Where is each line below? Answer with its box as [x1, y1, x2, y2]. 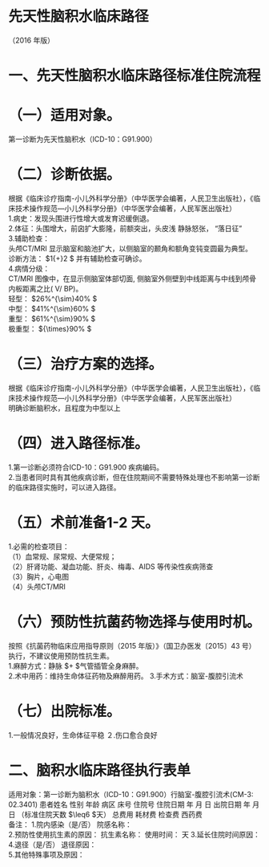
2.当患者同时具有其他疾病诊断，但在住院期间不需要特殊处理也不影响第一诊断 [8, 472, 260, 482]
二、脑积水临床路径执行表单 [8, 761, 191, 779]
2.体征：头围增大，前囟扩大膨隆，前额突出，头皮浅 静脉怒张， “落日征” [8, 224, 243, 233]
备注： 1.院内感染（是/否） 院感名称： [8, 820, 132, 829]
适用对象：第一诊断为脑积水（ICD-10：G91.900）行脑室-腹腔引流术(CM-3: [8, 789, 254, 799]
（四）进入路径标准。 [8, 434, 150, 453]
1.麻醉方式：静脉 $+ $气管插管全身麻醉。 [8, 661, 143, 670]
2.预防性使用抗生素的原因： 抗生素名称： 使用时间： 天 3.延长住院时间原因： [8, 829, 260, 839]
